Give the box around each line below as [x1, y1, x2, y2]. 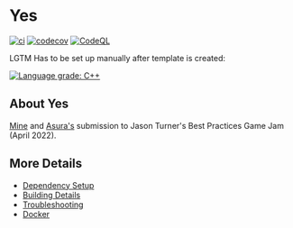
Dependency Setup [22, 179, 95, 190]
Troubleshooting [22, 199, 84, 210]
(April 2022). [9, 130, 57, 141]
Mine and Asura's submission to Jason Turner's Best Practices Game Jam [9, 120, 284, 131]
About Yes [9, 96, 69, 112]
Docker [22, 208, 50, 219]
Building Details [22, 189, 81, 200]
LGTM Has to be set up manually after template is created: [9, 52, 225, 63]
